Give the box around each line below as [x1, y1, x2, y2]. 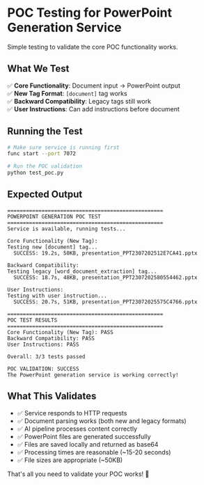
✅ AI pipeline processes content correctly [17, 424, 138, 433]
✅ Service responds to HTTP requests [17, 408, 127, 417]
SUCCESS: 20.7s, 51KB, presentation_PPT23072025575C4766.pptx [13, 298, 198, 305]
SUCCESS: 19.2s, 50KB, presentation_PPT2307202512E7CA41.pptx [13, 249, 198, 257]
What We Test [7, 63, 70, 74]
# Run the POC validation [7, 163, 82, 170]
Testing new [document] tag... [7, 244, 98, 251]
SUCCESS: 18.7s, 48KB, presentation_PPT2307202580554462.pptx [13, 273, 198, 281]
